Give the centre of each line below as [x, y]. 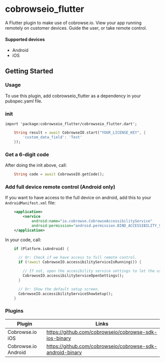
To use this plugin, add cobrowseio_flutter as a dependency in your [73, 96]
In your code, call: [23, 240]
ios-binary [59, 338]
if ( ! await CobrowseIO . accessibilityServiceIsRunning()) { [80, 262]
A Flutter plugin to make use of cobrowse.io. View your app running [73, 23]
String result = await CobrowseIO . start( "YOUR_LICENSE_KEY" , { [80, 133]
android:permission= [52, 225]
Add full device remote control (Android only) [60, 187]
